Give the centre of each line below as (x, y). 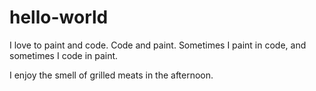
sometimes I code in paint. (64, 55)
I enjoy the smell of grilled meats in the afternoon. (111, 75)
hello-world (59, 17)
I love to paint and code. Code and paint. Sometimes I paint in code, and (158, 45)
